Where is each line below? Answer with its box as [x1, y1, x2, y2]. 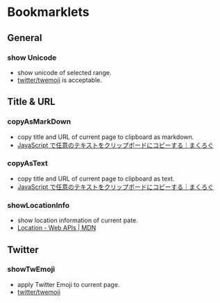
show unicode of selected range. [17, 68, 112, 76]
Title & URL [7, 96, 56, 108]
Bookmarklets [7, 4, 90, 20]
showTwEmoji [7, 265, 56, 275]
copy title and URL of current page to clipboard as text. [17, 174, 175, 183]
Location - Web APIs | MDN [17, 224, 96, 232]
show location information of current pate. [17, 216, 138, 224]
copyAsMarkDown [7, 117, 71, 126]
